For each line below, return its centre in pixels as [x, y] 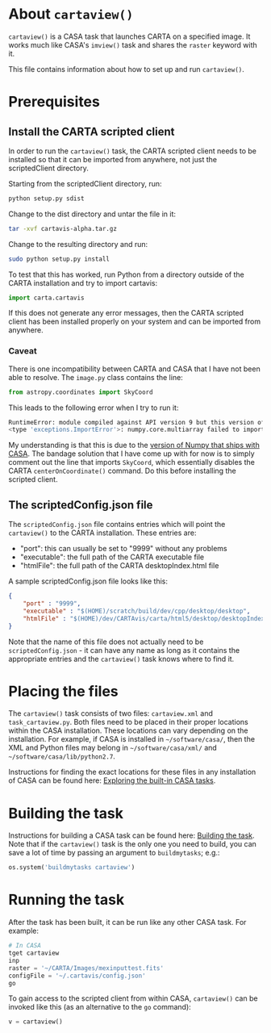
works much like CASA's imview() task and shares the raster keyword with [133, 44]
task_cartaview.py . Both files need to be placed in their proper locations [128, 722]
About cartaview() [71, 14]
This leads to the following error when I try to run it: [94, 408]
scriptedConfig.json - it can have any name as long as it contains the [124, 650]
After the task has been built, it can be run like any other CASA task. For [127, 922]
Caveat [23, 351]
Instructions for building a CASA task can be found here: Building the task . [132, 835]
